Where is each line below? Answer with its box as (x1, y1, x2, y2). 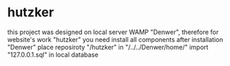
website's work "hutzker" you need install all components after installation (7, 35, 224, 43)
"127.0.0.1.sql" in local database (7, 50, 99, 59)
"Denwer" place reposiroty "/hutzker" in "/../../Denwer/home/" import (7, 43, 209, 51)
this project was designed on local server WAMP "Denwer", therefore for (7, 28, 219, 36)
